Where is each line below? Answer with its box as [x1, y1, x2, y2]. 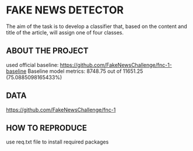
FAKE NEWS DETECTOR [6, 3, 124, 17]
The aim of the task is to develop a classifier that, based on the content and [6, 23, 188, 30]
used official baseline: [6, 61, 59, 68]
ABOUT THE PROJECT [6, 46, 89, 56]
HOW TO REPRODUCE [6, 123, 87, 133]
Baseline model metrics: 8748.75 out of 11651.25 [27, 68, 143, 75]
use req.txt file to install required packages [6, 138, 109, 146]
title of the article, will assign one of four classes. [6, 29, 124, 36]
